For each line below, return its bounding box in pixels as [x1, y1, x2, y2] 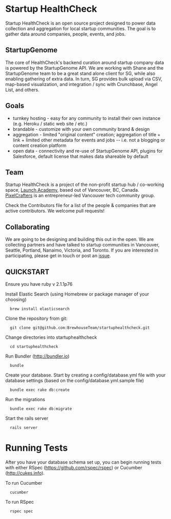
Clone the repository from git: [5, 316, 68, 321]
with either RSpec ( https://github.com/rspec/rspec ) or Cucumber [5, 464, 142, 470]
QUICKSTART [5, 267, 50, 276]
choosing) [5, 297, 27, 302]
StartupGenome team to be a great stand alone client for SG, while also [5, 70, 156, 76]
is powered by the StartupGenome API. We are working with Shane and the [5, 65, 164, 71]
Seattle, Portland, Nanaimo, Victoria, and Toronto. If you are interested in [5, 247, 159, 254]
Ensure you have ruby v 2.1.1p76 [5, 281, 73, 287]
